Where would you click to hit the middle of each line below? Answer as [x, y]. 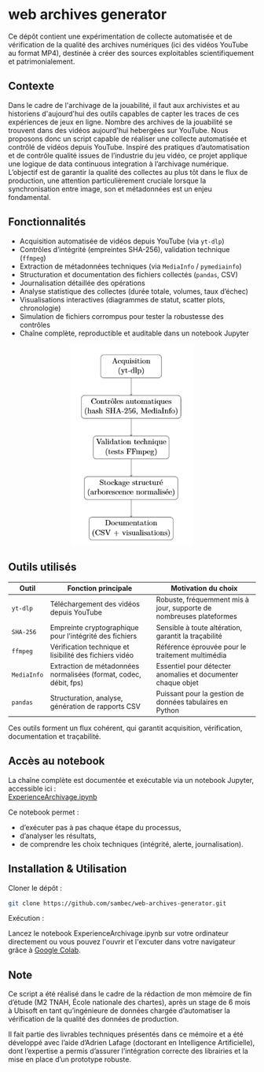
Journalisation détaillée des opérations [82, 283]
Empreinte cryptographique [94, 627]
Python [167, 710]
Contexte [31, 86]
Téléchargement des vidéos [95, 603]
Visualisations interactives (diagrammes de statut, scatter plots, [122, 299]
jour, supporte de [184, 608]
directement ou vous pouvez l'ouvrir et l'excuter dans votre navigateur [122, 942]
